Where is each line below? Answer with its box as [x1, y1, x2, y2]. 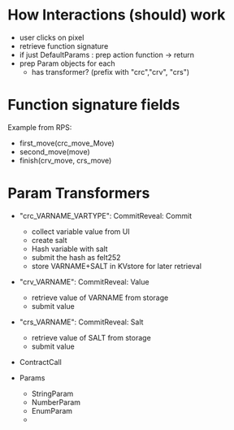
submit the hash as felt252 [31, 252, 121, 262]
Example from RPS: [7, 122, 72, 132]
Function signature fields [7, 96, 180, 115]
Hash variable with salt [31, 244, 108, 254]
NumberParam [31, 397, 81, 407]
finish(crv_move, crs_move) [19, 155, 112, 165]
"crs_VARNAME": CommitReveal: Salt [19, 317, 144, 327]
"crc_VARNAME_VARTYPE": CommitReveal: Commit [19, 211, 193, 220]
